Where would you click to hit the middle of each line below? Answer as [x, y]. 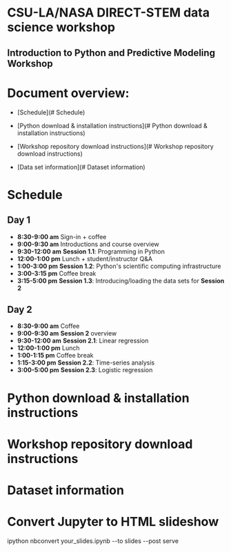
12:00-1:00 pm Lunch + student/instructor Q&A [85, 258]
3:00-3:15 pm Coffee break [57, 273]
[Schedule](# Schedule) [51, 112]
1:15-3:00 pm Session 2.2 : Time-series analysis [86, 362]
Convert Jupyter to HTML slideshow [113, 522]
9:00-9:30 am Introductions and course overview [88, 244]
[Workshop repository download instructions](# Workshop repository [115, 146]
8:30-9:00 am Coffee [48, 326]
